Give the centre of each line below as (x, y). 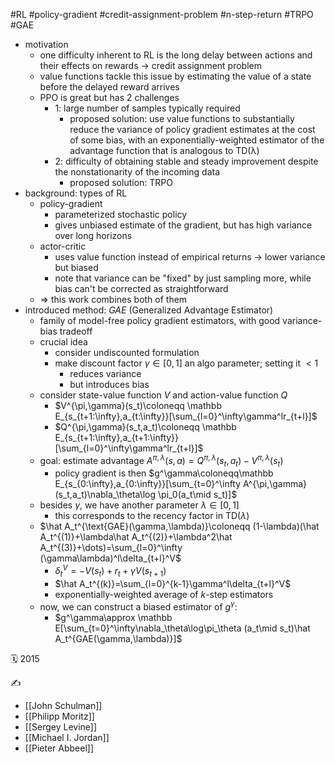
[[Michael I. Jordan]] (67, 737)
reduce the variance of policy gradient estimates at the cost (192, 129)
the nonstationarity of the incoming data (137, 172)
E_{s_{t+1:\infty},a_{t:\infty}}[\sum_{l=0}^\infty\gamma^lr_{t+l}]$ (186, 416)
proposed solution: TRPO (121, 182)
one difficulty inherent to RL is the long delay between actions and (176, 55)
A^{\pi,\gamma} (275, 484)
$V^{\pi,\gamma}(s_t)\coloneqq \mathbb (138, 405)
